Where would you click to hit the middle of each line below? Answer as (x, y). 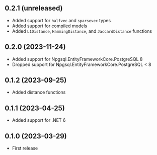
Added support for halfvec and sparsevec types (61, 20)
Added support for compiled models (50, 26)
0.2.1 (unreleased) (34, 8)
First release (25, 148)
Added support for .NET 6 (39, 120)
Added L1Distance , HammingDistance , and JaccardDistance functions (82, 31)
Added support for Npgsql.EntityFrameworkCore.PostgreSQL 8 (77, 59)
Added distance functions (39, 92)
